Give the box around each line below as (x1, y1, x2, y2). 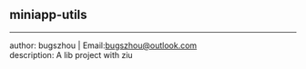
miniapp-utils (9, 7, 88, 23)
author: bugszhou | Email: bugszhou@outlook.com (9, 40, 198, 51)
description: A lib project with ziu (9, 49, 134, 60)
